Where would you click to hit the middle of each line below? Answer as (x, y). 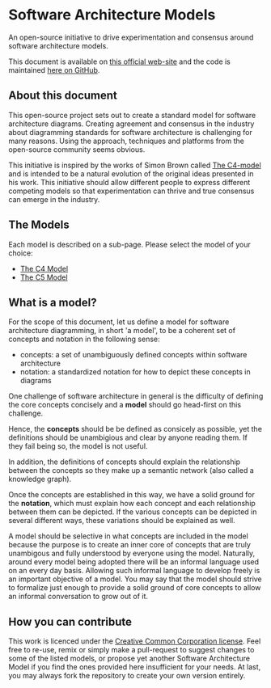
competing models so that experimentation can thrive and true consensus (131, 191)
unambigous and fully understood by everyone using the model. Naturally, (132, 553)
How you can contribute (70, 621)
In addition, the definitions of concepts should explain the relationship (125, 462)
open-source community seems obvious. (77, 149)
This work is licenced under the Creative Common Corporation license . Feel (135, 641)
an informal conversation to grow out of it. (78, 597)
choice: (21, 253)
